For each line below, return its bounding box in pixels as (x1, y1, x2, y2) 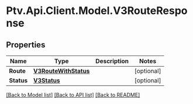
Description (95, 57, 129, 65)
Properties (6, 40, 46, 50)
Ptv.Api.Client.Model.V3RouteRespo (6, 4, 188, 18)
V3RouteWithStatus (33, 67, 90, 75)
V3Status (33, 77, 60, 84)
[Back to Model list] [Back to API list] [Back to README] (6, 92, 140, 98)
